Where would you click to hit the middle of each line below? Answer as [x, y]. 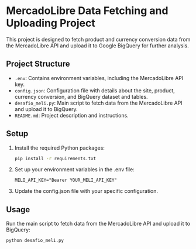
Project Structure [38, 64]
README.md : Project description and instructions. [71, 115]
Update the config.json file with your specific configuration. [86, 191]
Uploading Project [51, 23]
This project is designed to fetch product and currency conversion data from [98, 39]
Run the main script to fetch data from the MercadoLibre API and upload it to [98, 224]
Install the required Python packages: [60, 148]
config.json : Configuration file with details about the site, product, [95, 90]
